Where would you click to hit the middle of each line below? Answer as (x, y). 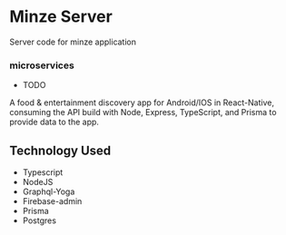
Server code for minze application (73, 42)
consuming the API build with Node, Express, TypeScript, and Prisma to (143, 113)
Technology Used (60, 150)
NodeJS (38, 182)
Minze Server (61, 17)
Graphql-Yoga (49, 191)
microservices (42, 65)
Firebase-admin (52, 201)
